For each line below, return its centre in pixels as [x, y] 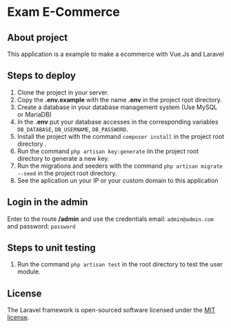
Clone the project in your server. [63, 92]
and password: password [41, 226]
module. [29, 272]
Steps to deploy [41, 76]
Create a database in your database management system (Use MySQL [117, 107]
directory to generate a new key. [63, 158]
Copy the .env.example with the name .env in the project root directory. [120, 99]
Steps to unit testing [52, 248]
